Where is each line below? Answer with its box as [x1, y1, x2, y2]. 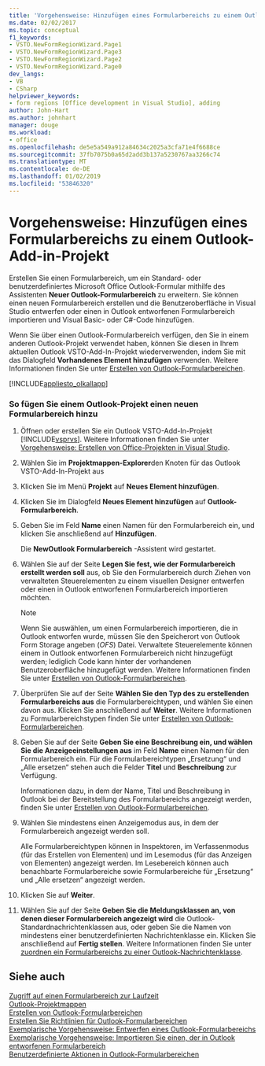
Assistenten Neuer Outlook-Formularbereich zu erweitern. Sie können [9, 290, 239, 299]
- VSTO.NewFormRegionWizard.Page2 [9, 56, 123, 64]
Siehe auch [9, 970, 65, 983]
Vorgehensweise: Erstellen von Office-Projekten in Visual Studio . [20, 442, 230, 452]
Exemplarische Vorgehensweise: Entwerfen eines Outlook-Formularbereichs [9, 1024, 256, 1034]
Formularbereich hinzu [9, 408, 98, 419]
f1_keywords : [9, 33, 52, 42]
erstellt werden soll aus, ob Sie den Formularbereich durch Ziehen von [20, 567, 251, 577]
